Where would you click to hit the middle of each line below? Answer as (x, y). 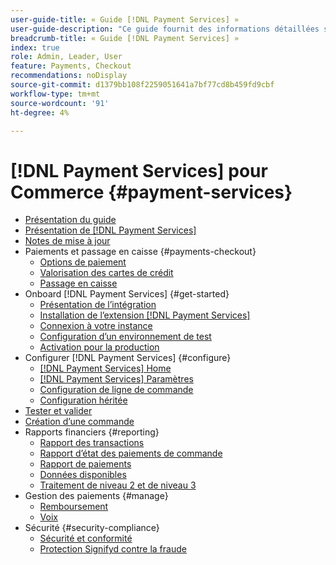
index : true (35, 47)
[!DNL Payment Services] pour (139, 170)
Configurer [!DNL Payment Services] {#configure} (128, 358)
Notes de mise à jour (67, 241)
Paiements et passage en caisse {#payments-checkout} (140, 252)
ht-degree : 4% (40, 112)
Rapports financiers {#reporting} (92, 432)
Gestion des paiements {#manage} (96, 496)
